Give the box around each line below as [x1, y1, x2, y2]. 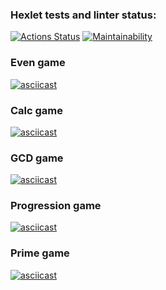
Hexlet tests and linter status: [10, 8, 157, 22]
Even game [10, 56, 66, 70]
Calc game [10, 103, 64, 117]
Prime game [10, 246, 70, 260]
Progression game [10, 199, 102, 213]
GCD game [10, 151, 64, 165]
